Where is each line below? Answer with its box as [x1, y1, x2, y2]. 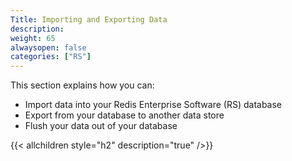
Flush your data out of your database [24, 120, 178, 132]
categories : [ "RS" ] [10, 52, 92, 62]
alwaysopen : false [10, 42, 87, 53]
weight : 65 [10, 33, 56, 43]
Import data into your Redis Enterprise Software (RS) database [24, 99, 283, 111]
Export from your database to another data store [24, 109, 225, 121]
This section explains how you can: [10, 79, 155, 91]
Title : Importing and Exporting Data [10, 14, 168, 25]
